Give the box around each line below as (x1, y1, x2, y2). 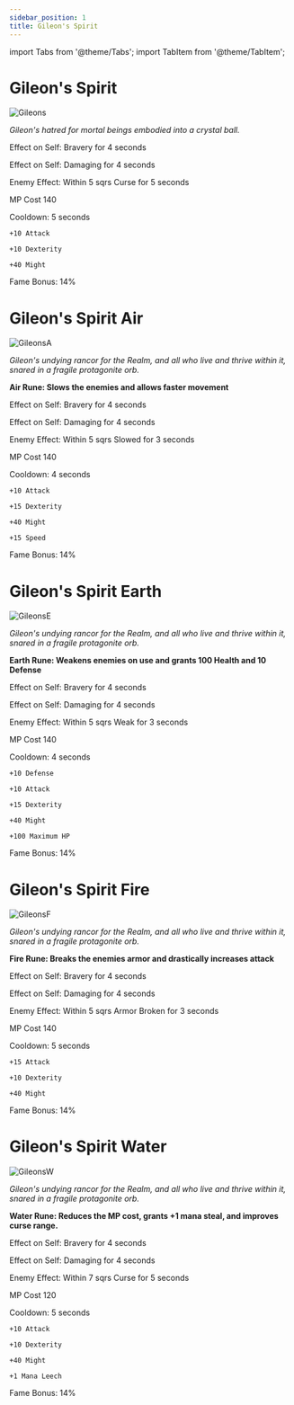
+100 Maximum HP (9, 832, 70, 841)
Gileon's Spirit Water (9, 1136, 167, 1157)
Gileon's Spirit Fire (9, 879, 150, 900)
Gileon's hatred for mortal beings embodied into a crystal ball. (9, 125, 240, 136)
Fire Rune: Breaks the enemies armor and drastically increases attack (9, 954, 274, 965)
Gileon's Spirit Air (9, 307, 144, 328)
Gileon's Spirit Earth (9, 581, 163, 601)
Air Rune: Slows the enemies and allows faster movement (9, 382, 229, 393)
